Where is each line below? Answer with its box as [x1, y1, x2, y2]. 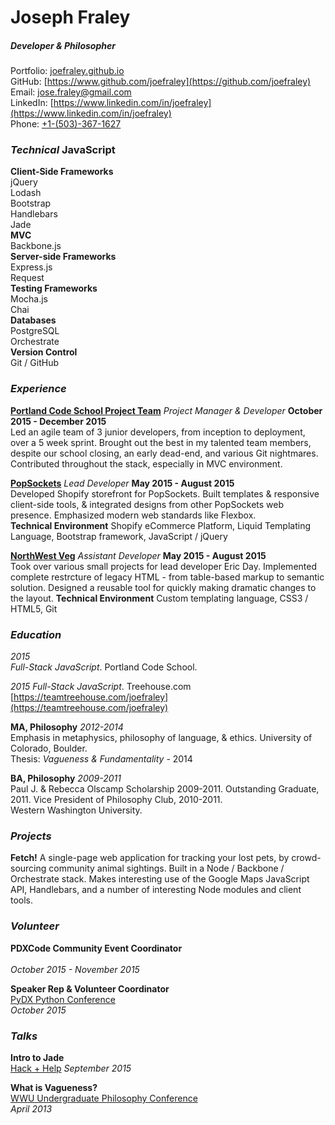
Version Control [10, 346, 78, 358]
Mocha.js [10, 293, 48, 305]
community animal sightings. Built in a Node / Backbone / [48, 862, 285, 875]
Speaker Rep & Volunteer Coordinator [10, 982, 170, 995]
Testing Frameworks [10, 282, 98, 295]
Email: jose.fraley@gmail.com [10, 86, 132, 98]
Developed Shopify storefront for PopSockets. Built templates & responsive [10, 487, 320, 500]
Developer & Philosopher [10, 39, 116, 51]
